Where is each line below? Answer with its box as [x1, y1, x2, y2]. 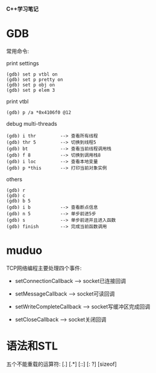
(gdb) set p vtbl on [6, 71, 58, 77]
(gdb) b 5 [6, 198, 31, 204]
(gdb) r [6, 187, 26, 193]
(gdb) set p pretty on [6, 76, 63, 83]
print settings [6, 59, 39, 66]
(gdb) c [6, 192, 26, 198]
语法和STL [6, 339, 58, 353]
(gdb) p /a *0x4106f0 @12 [6, 109, 71, 115]
